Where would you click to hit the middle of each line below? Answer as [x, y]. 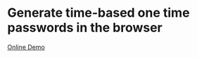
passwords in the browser [85, 28]
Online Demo [26, 47]
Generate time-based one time [99, 13]
